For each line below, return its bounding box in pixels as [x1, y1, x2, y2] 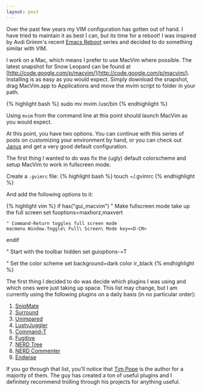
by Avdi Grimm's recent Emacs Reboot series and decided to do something [6, 38, 193, 45]
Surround [14, 308, 39, 316]
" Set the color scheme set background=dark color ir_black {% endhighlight [6, 259, 195, 267]
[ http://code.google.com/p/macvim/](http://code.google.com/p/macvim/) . [6, 69, 190, 76]
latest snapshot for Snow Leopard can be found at [6, 63, 131, 70]
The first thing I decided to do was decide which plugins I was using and [6, 278, 186, 285]
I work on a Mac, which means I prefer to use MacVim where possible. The [6, 56, 192, 63]
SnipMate [14, 302, 39, 310]
